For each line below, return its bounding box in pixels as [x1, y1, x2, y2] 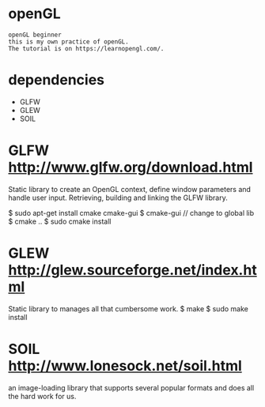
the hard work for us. [8, 391, 77, 401]
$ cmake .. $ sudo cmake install [8, 217, 112, 226]
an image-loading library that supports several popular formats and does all [8, 383, 255, 392]
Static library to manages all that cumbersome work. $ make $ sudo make [8, 303, 249, 313]
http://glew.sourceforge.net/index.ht [8, 262, 257, 279]
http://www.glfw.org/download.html [8, 159, 253, 176]
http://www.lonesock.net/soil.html [8, 356, 243, 375]
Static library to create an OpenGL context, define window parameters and [8, 184, 252, 194]
